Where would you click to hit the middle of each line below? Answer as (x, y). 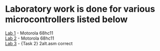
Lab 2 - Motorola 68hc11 (30, 38)
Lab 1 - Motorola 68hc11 (29, 33)
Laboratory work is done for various (80, 9)
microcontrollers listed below (66, 19)
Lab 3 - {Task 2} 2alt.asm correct (39, 43)
